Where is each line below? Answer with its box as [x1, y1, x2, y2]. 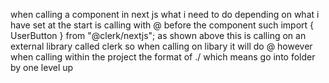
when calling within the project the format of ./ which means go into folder [10, 51, 316, 63]
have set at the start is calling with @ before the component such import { [10, 19, 315, 31]
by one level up [10, 62, 74, 73]
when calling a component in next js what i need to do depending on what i [10, 9, 320, 20]
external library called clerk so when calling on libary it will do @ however [10, 40, 313, 52]
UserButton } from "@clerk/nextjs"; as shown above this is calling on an [10, 30, 307, 41]
